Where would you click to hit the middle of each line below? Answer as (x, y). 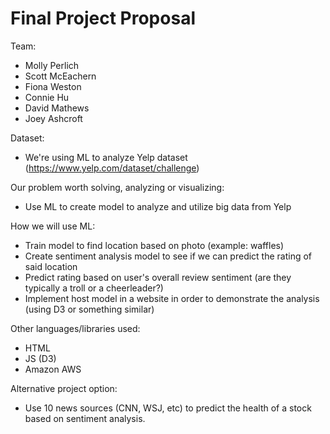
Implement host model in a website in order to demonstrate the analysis (172, 298)
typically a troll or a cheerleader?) (94, 288)
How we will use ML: (53, 226)
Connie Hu (47, 97)
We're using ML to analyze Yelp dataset (106, 157)
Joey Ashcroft (53, 118)
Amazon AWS (53, 369)
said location (51, 266)
